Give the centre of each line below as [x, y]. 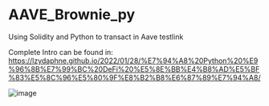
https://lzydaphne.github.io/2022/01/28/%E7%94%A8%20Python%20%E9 [133, 61]
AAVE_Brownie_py [71, 15]
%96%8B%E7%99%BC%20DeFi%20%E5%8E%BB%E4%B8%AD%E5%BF [134, 69]
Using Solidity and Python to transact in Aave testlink [96, 37]
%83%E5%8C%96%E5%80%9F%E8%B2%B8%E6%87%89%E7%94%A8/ [134, 77]
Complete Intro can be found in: [61, 52]
